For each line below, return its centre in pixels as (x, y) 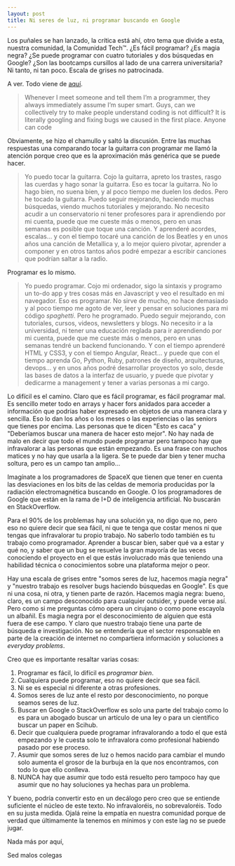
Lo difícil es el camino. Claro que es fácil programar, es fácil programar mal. (116, 396)
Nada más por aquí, (36, 841)
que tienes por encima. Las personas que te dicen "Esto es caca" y (105, 426)
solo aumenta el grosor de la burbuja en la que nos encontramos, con (118, 762)
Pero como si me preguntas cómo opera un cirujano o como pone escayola (116, 608)
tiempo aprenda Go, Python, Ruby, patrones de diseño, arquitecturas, (125, 360)
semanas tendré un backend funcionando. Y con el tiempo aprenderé (125, 345)
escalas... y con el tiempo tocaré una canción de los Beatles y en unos (126, 236)
